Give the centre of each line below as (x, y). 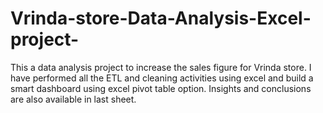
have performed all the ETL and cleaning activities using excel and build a (162, 78)
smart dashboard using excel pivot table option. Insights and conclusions (161, 88)
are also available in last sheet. (73, 99)
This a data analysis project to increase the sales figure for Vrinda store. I (161, 67)
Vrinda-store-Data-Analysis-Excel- (161, 18)
